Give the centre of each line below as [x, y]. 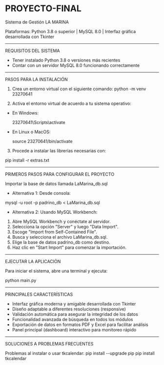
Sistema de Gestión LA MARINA [37, 22]
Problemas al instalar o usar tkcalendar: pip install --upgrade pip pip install [80, 353]
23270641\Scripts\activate [39, 122]
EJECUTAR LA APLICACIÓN [33, 261]
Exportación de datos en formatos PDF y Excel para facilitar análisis [80, 324]
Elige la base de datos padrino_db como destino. [61, 242]
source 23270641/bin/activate [42, 141]
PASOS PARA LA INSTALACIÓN [36, 79]
